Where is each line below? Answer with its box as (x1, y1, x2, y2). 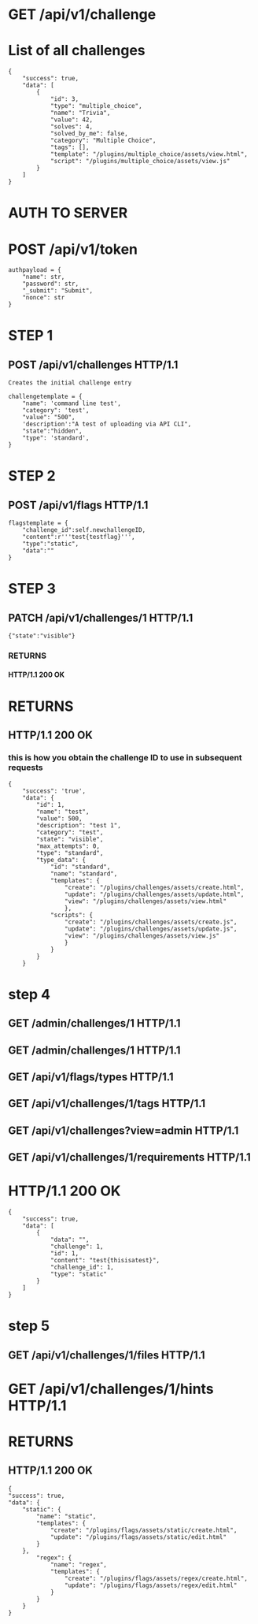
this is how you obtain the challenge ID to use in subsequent (8, 753, 242, 764)
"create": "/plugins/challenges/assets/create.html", (64, 883, 245, 891)
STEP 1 (8, 327, 53, 344)
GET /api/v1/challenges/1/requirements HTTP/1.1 (8, 1150, 252, 1164)
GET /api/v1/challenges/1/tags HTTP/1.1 (8, 1097, 206, 1110)
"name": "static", (36, 1512, 97, 1520)
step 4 (8, 985, 51, 1003)
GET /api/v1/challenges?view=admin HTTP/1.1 (8, 1124, 239, 1137)
